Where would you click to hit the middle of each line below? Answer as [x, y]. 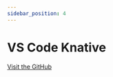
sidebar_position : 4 [37, 13]
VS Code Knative [57, 47]
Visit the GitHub [29, 67]
